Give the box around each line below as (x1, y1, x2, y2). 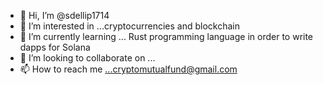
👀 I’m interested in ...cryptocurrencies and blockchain (19, 20, 240, 32)
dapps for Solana (19, 41, 91, 53)
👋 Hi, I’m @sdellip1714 (19, 10, 110, 21)
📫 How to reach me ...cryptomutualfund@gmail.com (19, 63, 238, 75)
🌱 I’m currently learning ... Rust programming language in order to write (19, 31, 314, 42)
